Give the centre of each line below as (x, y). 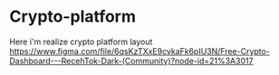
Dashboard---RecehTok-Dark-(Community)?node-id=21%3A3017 (131, 61)
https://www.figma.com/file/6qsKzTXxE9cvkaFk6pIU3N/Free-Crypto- (139, 51)
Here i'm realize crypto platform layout (81, 42)
